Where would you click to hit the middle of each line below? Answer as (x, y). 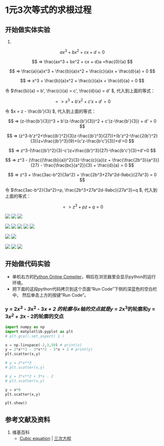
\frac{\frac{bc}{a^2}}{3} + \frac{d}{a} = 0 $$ (89, 165)
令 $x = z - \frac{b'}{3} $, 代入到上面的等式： (51, 111)
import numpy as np (25, 327)
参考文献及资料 (28, 420)
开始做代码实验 (28, 264)
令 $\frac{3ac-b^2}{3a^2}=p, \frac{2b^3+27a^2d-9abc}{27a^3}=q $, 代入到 (81, 190)
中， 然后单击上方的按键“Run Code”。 (50, 295)
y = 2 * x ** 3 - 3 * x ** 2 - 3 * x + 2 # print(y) (49, 349)
